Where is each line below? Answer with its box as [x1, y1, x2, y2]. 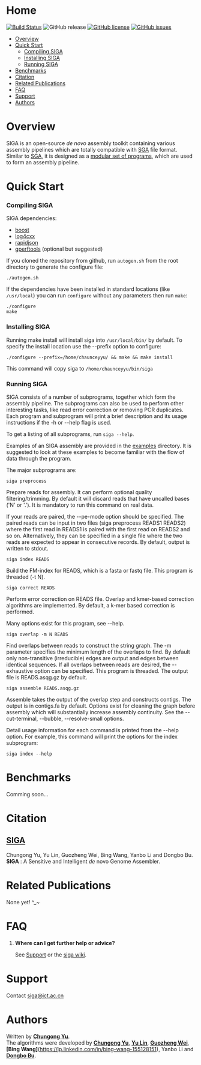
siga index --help [6, 751, 52, 757]
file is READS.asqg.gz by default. [6, 673, 88, 681]
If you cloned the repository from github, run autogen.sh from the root [6, 257, 178, 264]
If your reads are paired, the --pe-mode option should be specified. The [6, 513, 184, 520]
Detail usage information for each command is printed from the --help [6, 726, 179, 733]
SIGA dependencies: [6, 215, 57, 222]
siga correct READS [6, 585, 55, 591]
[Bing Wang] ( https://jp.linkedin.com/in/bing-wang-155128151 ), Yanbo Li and [6, 1045, 194, 1052]
